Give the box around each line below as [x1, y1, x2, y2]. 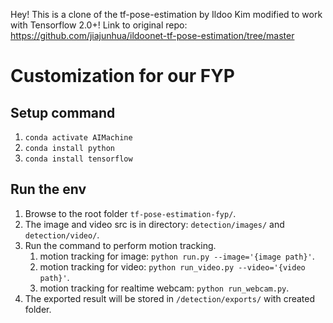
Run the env [10, 181, 87, 198]
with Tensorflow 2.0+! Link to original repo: [10, 19, 188, 31]
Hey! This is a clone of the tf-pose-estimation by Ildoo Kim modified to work [10, 9, 323, 20]
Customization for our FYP [10, 65, 235, 88]
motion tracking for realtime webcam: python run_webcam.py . [39, 282, 290, 294]
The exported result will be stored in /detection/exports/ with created [24, 292, 316, 304]
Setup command [10, 104, 116, 121]
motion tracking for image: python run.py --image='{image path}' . [39, 250, 315, 262]
